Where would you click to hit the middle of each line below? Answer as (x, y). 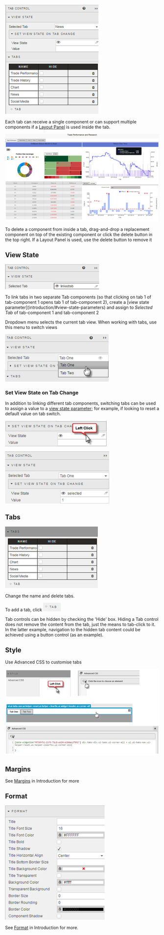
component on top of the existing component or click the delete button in (79, 234)
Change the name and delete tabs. (40, 596)
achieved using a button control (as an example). (54, 635)
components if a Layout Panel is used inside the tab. (58, 127)
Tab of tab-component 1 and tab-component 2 (52, 312)
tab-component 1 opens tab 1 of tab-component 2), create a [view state (77, 302)
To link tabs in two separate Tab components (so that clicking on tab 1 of (78, 297)
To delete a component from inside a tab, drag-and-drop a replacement (77, 229)
